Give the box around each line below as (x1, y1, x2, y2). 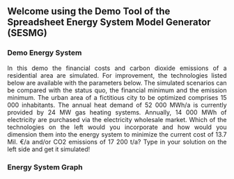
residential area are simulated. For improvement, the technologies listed (7, 71, 227, 79)
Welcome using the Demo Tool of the (7, 6, 171, 17)
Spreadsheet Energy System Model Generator (7, 17, 211, 28)
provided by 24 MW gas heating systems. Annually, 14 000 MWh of (7, 108, 227, 117)
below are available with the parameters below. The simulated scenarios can (7, 78, 227, 87)
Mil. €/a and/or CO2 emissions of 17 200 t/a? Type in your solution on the (7, 137, 227, 146)
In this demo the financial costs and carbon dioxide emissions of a (7, 64, 227, 72)
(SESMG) (7, 27, 47, 39)
